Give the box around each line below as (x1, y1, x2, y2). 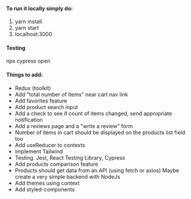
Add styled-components (14, 185, 75, 193)
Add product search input (14, 103, 78, 110)
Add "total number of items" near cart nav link (14, 91, 128, 98)
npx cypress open (6, 57, 51, 65)
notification (14, 116, 43, 123)
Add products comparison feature (14, 160, 98, 167)
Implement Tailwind (14, 148, 63, 155)
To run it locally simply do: (6, 5, 73, 12)
